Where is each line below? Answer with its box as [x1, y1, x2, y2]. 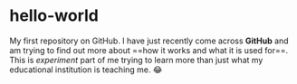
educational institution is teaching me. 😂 [9, 64, 163, 75]
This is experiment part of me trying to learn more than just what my [9, 54, 263, 65]
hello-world [9, 5, 100, 26]
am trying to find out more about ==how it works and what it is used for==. [9, 44, 288, 55]
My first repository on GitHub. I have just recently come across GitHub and [9, 35, 289, 46]
